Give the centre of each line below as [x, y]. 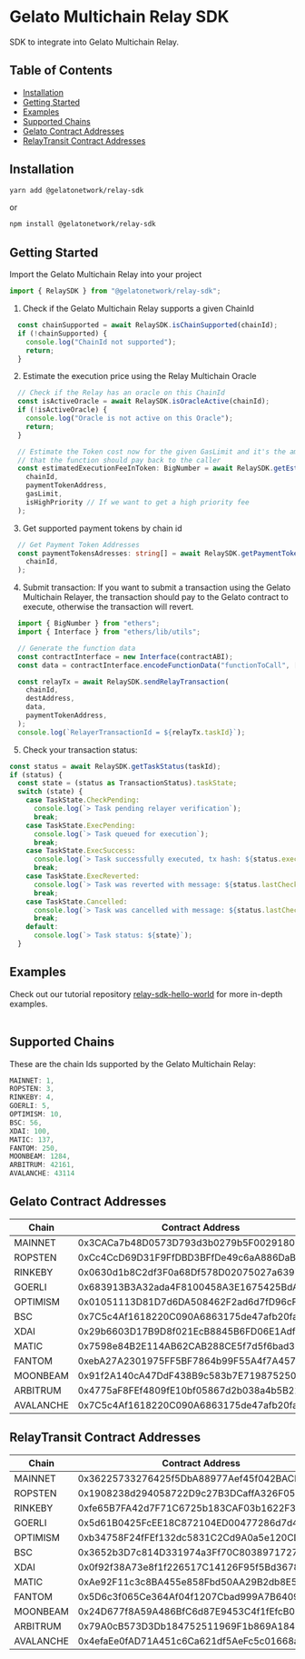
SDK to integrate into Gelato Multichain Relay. [94, 42]
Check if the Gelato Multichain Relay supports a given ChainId [138, 308]
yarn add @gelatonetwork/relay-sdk [77, 190]
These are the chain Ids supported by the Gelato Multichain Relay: [133, 1064]
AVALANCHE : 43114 [42, 1174]
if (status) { [36, 775]
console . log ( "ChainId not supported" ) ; [101, 342]
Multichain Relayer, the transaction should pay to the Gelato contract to [155, 597]
